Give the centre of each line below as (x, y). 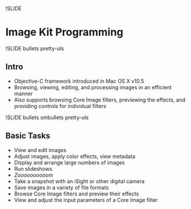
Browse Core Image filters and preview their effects (76, 194)
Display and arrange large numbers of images (69, 162)
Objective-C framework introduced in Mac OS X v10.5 (79, 81)
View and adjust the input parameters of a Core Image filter (86, 200)
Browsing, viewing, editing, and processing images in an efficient (93, 87)
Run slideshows (33, 168)
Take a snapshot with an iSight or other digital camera (79, 181)
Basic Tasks (28, 136)
